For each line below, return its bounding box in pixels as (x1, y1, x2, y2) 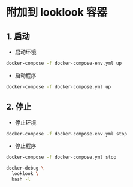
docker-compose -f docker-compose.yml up (6, 83, 111, 90)
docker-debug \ (6, 165, 44, 171)
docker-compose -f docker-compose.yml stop (6, 154, 117, 161)
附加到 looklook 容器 (6, 5, 108, 19)
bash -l (11, 176, 31, 183)
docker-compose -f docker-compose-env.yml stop (6, 131, 128, 137)
